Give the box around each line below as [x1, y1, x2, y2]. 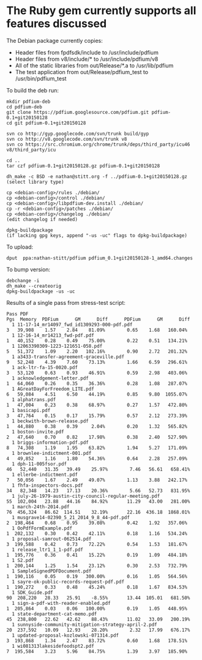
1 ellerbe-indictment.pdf [12, 471, 78, 478]
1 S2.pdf [12, 557, 34, 563]
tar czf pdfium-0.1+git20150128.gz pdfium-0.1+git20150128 [6, 163, 160, 169]
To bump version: [6, 266, 51, 273]
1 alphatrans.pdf [12, 396, 56, 403]
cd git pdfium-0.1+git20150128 [6, 120, 86, 126]
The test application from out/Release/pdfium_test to [15, 68, 149, 75]
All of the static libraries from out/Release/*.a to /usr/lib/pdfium [15, 62, 174, 69]
